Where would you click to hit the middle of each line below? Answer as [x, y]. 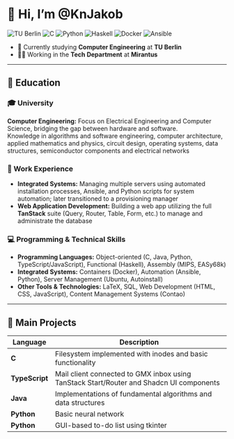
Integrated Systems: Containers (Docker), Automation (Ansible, [109, 272]
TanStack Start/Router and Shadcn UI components [138, 383]
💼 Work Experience [40, 169]
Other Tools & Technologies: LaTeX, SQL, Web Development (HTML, [116, 287]
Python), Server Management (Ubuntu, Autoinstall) [90, 279]
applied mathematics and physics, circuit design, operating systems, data [113, 143]
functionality [75, 363]
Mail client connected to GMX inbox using [123, 374]
